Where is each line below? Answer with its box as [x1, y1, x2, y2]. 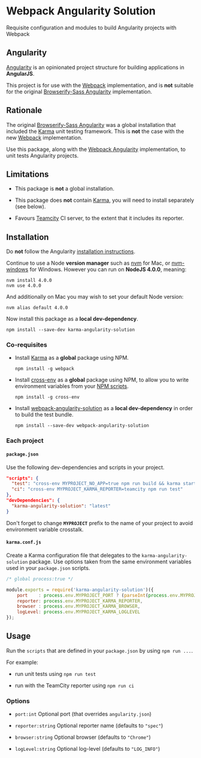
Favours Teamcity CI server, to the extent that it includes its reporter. [14, 214, 184, 222]
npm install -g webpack [14, 366, 75, 372]
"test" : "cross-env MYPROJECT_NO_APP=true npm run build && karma [11, 481, 181, 487]
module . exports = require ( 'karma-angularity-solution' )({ [6, 587, 154, 593]
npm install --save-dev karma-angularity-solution [6, 327, 135, 333]
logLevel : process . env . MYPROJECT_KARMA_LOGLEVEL [17, 609, 141, 615]
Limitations [6, 169, 49, 179]
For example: [6, 659, 39, 666]
